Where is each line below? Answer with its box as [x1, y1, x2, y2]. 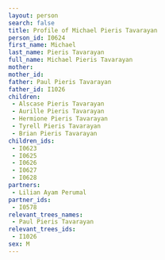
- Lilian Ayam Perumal [11, 188, 87, 197]
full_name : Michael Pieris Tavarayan [8, 56, 133, 64]
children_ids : [8, 136, 56, 145]
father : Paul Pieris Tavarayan [8, 78, 112, 86]
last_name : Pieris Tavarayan [8, 48, 105, 56]
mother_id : [8, 71, 44, 78]
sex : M [8, 240, 30, 248]
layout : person [8, 11, 59, 20]
